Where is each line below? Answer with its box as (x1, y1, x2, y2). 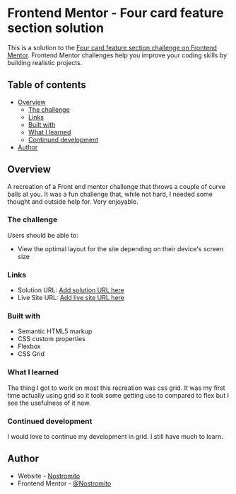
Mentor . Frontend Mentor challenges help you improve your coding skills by (7, 51, 228, 59)
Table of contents (7, 79, 86, 91)
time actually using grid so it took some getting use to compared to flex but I (7, 391, 230, 399)
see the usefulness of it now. (7, 398, 91, 407)
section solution (7, 20, 105, 36)
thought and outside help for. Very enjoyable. (7, 197, 139, 206)
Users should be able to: (7, 231, 79, 239)
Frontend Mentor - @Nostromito (17, 479, 112, 488)
